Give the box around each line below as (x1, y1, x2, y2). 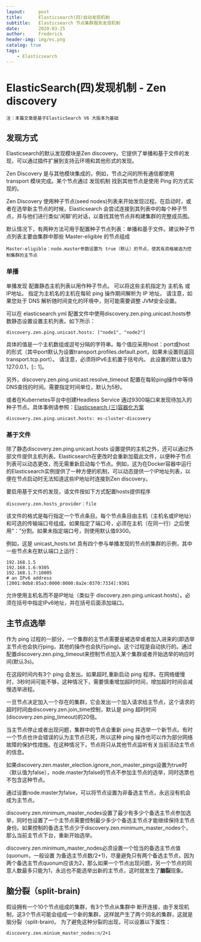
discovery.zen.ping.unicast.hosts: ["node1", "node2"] (6, 329, 146, 336)
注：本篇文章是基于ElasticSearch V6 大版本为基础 (6, 115, 119, 121)
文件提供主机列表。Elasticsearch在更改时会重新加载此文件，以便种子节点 (11, 452, 191, 460)
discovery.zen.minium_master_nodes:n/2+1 (6, 930, 111, 936)
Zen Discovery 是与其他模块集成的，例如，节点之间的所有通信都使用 (6, 170, 175, 177)
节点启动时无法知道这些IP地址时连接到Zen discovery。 (16, 475, 151, 482)
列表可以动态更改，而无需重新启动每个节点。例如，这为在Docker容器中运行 (6, 460, 192, 467)
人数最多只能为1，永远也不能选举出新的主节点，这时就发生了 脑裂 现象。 (11, 866, 187, 874)
